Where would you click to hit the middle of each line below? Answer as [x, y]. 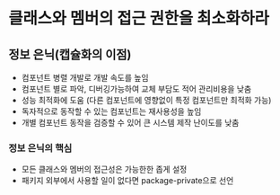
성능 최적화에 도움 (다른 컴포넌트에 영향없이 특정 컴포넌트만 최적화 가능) [146, 100]
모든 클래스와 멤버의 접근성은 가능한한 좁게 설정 [104, 169]
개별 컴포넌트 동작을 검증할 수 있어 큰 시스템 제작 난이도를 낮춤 [130, 123]
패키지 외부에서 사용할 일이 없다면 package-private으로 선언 [127, 181]
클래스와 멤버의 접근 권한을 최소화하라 [139, 18]
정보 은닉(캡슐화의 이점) [70, 54]
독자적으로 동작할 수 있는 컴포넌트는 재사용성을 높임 [111, 111]
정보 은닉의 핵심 [40, 147]
